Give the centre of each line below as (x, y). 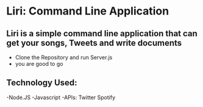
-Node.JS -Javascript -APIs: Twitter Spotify (61, 97)
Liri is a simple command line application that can (102, 34)
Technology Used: (42, 83)
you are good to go (39, 64)
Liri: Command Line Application (88, 11)
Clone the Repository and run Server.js (64, 57)
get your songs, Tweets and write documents (94, 43)
